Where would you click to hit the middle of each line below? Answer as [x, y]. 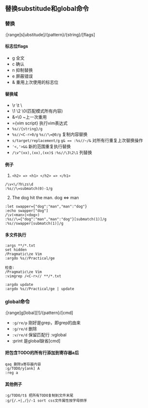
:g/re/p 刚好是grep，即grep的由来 [46, 322]
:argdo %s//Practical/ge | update [40, 289]
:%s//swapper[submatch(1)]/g [34, 224]
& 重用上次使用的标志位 [35, 82]
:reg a [12, 373]
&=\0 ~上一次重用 [29, 117]
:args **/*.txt [20, 245]
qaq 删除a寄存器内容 [23, 364]
